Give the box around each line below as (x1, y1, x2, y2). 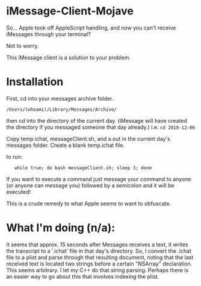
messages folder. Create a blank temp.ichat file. (6, 141, 125, 149)
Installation (6, 75, 64, 89)
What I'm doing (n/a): (6, 221, 116, 235)
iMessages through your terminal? (6, 30, 91, 37)
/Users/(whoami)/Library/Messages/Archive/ (6, 107, 117, 113)
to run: (6, 153, 23, 160)
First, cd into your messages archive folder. (6, 95, 114, 102)
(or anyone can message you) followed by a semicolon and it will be (6, 182, 175, 189)
